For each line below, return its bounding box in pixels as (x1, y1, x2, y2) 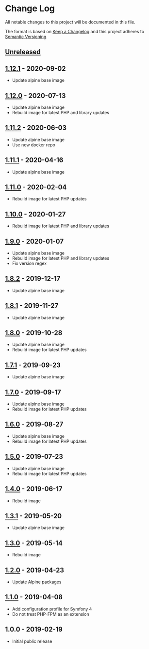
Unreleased (5, 48, 41, 56)
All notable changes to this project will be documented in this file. (5, 19, 136, 25)
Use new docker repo (12, 142, 56, 148)
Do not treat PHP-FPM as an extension (12, 611, 89, 617)
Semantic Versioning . (5, 34, 48, 39)
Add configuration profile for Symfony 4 (12, 606, 92, 612)
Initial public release (12, 638, 52, 644)
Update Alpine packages (12, 579, 62, 585)
